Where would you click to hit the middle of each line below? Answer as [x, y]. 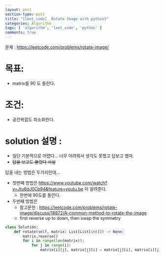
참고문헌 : [29, 207]
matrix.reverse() [40, 236]
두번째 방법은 [25, 201]
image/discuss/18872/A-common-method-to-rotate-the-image [83, 213]
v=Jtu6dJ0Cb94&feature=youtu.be [48, 189]
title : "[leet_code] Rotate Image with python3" [57, 19]
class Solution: [22, 227]
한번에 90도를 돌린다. [40, 195]
